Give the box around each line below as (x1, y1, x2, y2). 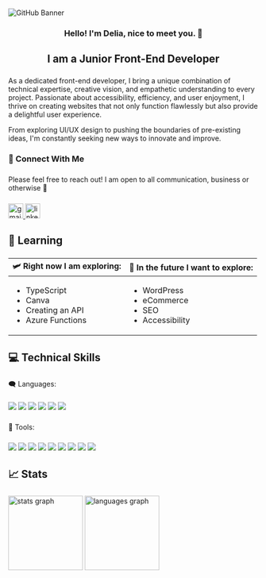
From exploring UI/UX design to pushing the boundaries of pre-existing (8, 125, 241, 135)
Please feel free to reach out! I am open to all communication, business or (8, 175, 249, 184)
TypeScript (25, 285, 67, 296)
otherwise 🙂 (8, 183, 48, 192)
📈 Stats (8, 467, 48, 480)
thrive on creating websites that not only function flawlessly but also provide (8, 102, 258, 111)
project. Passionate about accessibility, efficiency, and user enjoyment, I (8, 93, 245, 102)
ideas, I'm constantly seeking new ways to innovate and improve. (8, 133, 222, 143)
